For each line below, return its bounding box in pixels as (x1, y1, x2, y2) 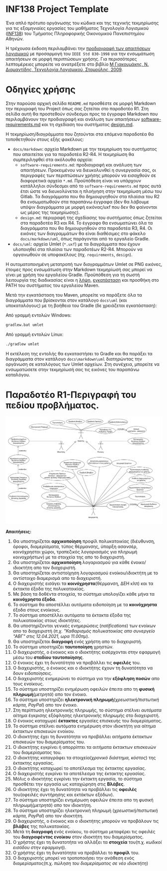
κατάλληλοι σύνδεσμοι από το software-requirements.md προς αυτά (20, 183, 162, 189)
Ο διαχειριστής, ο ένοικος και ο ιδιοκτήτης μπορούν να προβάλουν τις (12, 818, 159, 824)
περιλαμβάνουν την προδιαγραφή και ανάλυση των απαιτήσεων (5, 116, 141, 122)
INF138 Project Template (5, 3, 109, 15)
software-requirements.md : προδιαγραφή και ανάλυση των (20, 161, 142, 167)
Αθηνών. (5, 36, 24, 42)
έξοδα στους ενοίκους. (12, 607, 61, 613)
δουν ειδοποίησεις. (12, 670, 53, 676)
